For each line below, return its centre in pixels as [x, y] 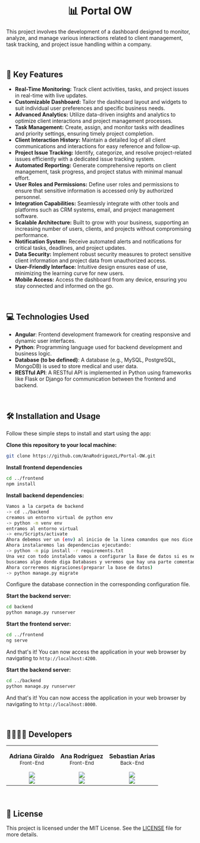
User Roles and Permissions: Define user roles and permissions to [97, 184]
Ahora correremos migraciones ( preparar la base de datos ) [79, 568]
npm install [21, 484]
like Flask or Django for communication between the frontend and [95, 379]
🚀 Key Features [35, 75]
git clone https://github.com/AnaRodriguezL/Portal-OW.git [81, 456]
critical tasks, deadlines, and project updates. [71, 247]
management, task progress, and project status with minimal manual [99, 171]
